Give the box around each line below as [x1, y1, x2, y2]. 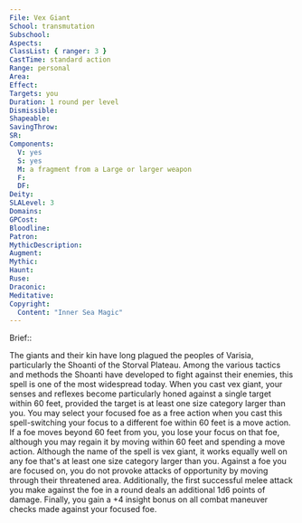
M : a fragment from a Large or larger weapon [17, 165, 193, 174]
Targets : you [9, 89, 59, 98]
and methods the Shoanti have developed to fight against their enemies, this [9, 369, 294, 380]
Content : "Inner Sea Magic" [17, 308, 124, 317]
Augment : [9, 249, 42, 258]
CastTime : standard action [9, 55, 111, 64]
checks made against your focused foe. [9, 504, 157, 515]
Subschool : [9, 30, 51, 39]
